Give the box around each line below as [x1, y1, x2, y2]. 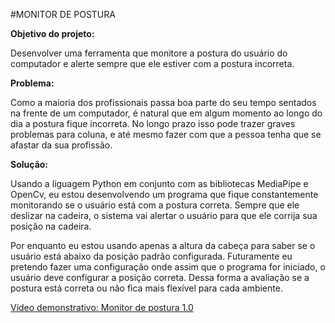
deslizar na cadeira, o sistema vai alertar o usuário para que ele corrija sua [10, 210, 318, 221]
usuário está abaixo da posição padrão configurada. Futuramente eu [10, 250, 293, 262]
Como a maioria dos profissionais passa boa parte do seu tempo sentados [10, 97, 317, 108]
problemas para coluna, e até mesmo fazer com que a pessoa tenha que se [10, 129, 322, 140]
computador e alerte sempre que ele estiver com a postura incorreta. [10, 58, 295, 69]
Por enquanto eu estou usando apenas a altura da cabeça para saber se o [10, 240, 316, 251]
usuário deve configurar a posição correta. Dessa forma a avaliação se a [10, 272, 310, 283]
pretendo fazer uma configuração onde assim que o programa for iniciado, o [10, 261, 326, 273]
